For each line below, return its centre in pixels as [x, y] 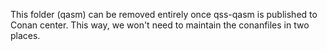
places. [25, 35]
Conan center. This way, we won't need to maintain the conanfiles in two [160, 25]
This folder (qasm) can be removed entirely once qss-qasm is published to [164, 14]
